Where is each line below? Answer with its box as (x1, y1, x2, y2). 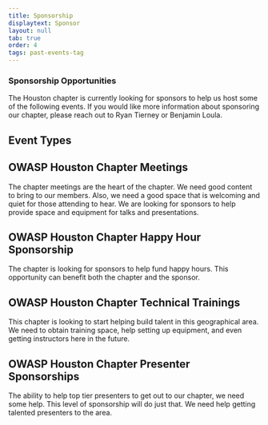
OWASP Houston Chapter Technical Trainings (8, 296, 241, 309)
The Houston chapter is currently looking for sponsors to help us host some (8, 93, 258, 103)
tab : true (8, 34, 42, 42)
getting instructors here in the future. (8, 334, 130, 344)
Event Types (8, 133, 72, 147)
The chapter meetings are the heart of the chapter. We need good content (8, 181, 253, 192)
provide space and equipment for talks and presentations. (8, 207, 199, 216)
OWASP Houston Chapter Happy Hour (8, 230, 202, 244)
